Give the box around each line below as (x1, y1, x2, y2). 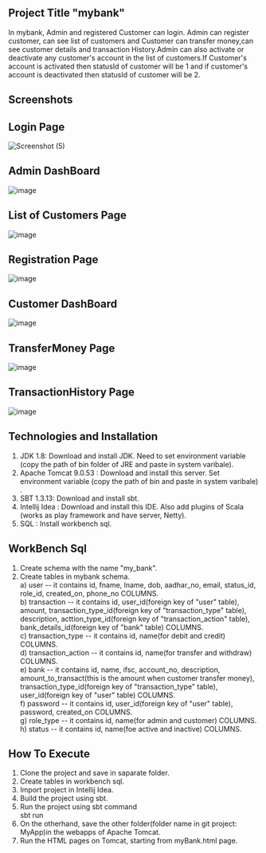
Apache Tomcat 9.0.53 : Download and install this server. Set (19, 468, 221, 478)
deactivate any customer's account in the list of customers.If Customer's (8, 53, 247, 62)
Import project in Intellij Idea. (19, 785, 114, 795)
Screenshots (8, 93, 73, 107)
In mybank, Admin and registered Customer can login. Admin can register (8, 27, 249, 37)
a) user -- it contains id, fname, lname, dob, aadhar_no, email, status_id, (19, 580, 256, 589)
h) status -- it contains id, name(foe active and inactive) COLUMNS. (19, 724, 242, 733)
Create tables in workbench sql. (19, 776, 125, 786)
